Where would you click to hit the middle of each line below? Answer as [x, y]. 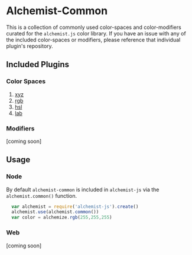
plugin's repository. [30, 46]
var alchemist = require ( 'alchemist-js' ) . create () [75, 207]
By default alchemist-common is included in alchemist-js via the [83, 189]
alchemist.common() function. [42, 195]
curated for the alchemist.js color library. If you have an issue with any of [96, 33]
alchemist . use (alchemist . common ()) [55, 212]
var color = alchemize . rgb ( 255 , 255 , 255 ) [62, 218]
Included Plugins [38, 65]
